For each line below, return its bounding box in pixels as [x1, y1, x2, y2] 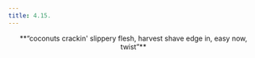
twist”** [120, 41, 147, 52]
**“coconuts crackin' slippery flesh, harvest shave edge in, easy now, [19, 33, 248, 43]
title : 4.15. [8, 11, 52, 20]
